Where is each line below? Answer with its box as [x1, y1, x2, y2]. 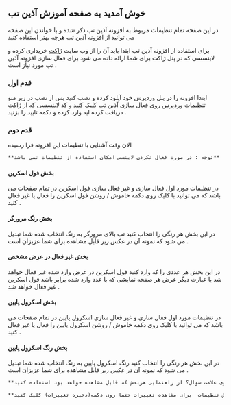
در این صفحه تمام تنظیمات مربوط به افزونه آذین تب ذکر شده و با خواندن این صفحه [8, 25, 219, 34]
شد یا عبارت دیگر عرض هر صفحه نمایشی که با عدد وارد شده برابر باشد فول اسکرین [8, 275, 222, 283]
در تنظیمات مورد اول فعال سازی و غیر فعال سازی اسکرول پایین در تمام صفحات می [8, 313, 221, 321]
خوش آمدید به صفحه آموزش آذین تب [8, 8, 146, 19]
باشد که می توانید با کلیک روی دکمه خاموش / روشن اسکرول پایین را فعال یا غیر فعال [8, 321, 223, 329]
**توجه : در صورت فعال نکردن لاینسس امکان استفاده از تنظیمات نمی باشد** [8, 154, 220, 161]
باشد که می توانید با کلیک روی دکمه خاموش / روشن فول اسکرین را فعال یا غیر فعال [8, 191, 221, 199]
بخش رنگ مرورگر [8, 214, 53, 223]
